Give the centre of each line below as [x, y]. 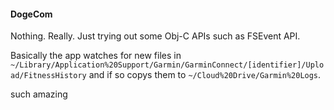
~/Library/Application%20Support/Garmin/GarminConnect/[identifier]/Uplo [167, 65]
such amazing [39, 94]
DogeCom [31, 14]
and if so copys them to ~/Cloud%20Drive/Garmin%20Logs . [205, 75]
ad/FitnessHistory [48, 76]
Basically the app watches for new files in [96, 56]
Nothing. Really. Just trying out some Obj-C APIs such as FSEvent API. [155, 36]
